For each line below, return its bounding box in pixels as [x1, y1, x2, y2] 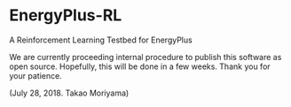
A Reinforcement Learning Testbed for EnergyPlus [9, 34, 193, 45]
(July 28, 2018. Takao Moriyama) [9, 88, 130, 98]
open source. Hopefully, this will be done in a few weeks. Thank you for [9, 61, 271, 72]
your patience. [9, 70, 62, 80]
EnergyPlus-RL [9, 5, 122, 26]
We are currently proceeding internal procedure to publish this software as [9, 51, 282, 62]
